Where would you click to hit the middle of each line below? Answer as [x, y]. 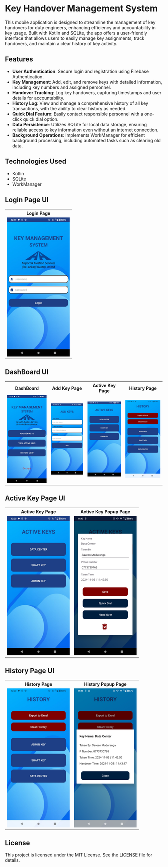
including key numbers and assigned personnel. [62, 87]
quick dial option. [41, 119]
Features [19, 60]
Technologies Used [36, 162]
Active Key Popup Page [106, 512]
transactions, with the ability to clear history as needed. [69, 108]
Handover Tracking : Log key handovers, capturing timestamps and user [87, 92]
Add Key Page [67, 388]
